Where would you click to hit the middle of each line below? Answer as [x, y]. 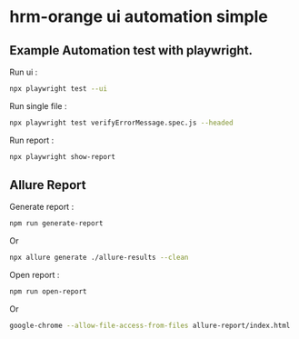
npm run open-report [49, 292]
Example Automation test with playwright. [131, 50]
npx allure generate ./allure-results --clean [99, 258]
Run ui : [24, 72]
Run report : [32, 140]
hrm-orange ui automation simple [139, 17]
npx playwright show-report [63, 156]
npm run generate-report [56, 224]
